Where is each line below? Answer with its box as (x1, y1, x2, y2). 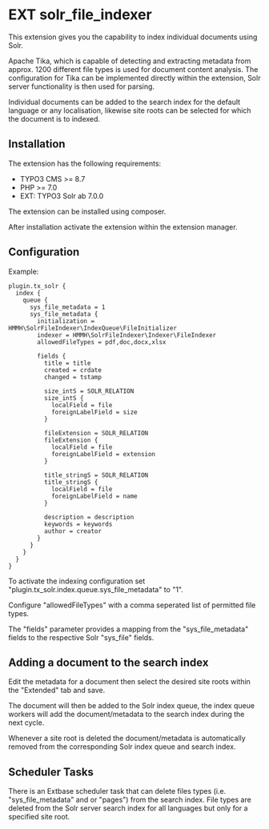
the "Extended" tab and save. (8, 686, 106, 695)
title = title (43, 358, 91, 367)
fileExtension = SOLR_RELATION (43, 429, 149, 437)
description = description (43, 513, 134, 521)
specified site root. (8, 812, 70, 822)
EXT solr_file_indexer (8, 6, 152, 24)
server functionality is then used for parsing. (8, 82, 155, 91)
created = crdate (43, 366, 102, 374)
